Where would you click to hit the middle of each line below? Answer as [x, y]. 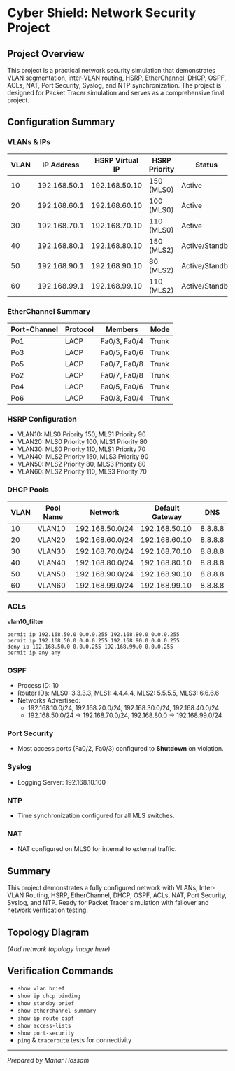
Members [122, 329]
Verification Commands [60, 971]
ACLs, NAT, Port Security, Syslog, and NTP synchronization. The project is [114, 85]
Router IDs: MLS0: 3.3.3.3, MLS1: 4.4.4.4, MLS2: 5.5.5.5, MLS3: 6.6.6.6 [118, 693]
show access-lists [44, 1025]
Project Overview [46, 54]
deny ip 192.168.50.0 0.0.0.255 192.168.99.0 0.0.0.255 [90, 647]
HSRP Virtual [116, 160]
